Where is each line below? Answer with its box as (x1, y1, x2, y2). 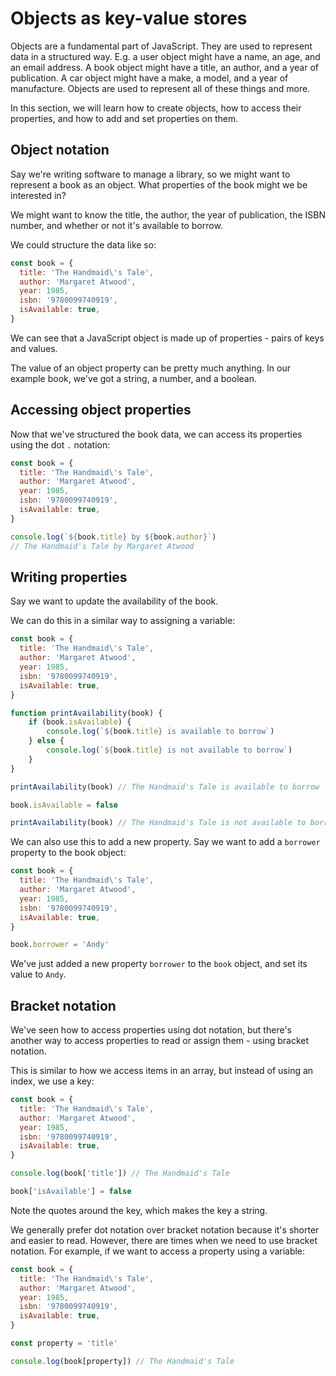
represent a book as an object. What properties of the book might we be (10, 178, 308, 191)
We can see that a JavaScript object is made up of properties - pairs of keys (10, 332, 325, 344)
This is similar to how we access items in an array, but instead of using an (10, 1065, 314, 1077)
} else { (28, 736, 65, 746)
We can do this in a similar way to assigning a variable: (10, 615, 236, 627)
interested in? (10, 189, 67, 201)
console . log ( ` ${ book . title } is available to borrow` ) (46, 727, 275, 737)
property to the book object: (10, 847, 127, 859)
